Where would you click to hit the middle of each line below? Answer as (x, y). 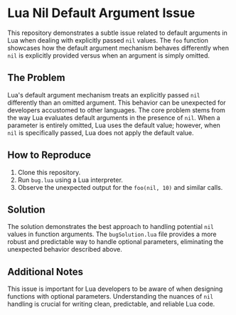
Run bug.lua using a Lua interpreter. (70, 180)
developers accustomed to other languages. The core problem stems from (117, 110)
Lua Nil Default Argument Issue (101, 13)
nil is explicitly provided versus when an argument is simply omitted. (109, 55)
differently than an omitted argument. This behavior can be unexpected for (117, 102)
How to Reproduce (49, 155)
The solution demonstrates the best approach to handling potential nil (111, 227)
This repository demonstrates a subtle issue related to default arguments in (117, 33)
